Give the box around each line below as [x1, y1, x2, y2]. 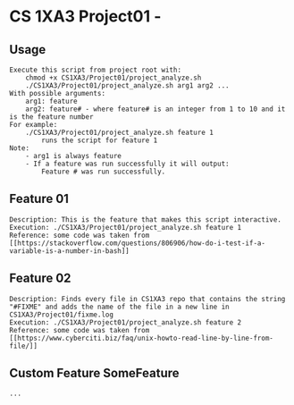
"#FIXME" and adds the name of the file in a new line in [9, 302, 230, 311]
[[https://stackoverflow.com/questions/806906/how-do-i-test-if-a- [9, 239, 266, 248]
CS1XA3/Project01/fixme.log [9, 310, 114, 319]
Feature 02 [9, 271, 71, 286]
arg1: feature [25, 97, 78, 105]
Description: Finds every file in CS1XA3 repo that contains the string [9, 294, 286, 303]
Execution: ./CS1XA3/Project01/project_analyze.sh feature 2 [9, 317, 242, 327]
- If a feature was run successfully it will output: [25, 159, 230, 168]
